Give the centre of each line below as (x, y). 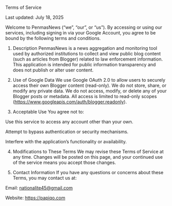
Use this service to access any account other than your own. (69, 122)
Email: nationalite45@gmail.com (39, 188)
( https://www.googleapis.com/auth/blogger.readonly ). (70, 102)
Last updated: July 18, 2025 (35, 17)
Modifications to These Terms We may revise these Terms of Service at (88, 152)
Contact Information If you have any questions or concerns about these (88, 172)
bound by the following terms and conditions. (53, 38)
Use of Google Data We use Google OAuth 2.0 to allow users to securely (89, 80)
